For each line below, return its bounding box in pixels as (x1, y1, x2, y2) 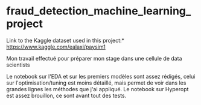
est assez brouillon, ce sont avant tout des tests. (6, 92, 127, 99)
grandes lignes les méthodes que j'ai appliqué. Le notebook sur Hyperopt (6, 85, 189, 92)
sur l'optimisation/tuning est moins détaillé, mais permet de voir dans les (6, 79, 187, 86)
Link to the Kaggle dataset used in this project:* (6, 37, 125, 44)
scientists (6, 61, 30, 68)
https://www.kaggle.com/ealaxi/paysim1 (6, 43, 106, 50)
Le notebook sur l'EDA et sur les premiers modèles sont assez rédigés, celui (6, 73, 196, 80)
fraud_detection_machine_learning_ (6, 4, 191, 18)
